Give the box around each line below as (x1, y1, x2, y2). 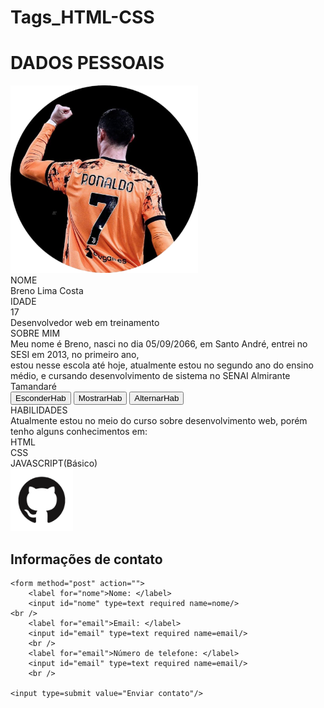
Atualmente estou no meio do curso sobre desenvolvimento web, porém (10, 415, 308, 427)
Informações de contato (10, 551, 163, 568)
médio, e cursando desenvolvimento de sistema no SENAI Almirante (10, 370, 291, 382)
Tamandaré (10, 381, 57, 393)
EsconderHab (15, 393, 67, 404)
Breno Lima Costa (10, 285, 84, 297)
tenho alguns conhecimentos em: (10, 426, 148, 438)
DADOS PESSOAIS (10, 52, 165, 75)
